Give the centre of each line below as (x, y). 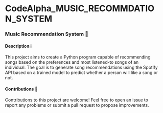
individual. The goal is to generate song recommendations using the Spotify (81, 67)
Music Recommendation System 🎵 (47, 34)
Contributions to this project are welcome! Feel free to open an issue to (77, 100)
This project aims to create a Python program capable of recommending (78, 57)
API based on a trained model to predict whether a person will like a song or (81, 73)
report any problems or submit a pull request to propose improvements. (77, 105)
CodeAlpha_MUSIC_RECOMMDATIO (80, 9)
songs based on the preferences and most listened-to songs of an (72, 62)
